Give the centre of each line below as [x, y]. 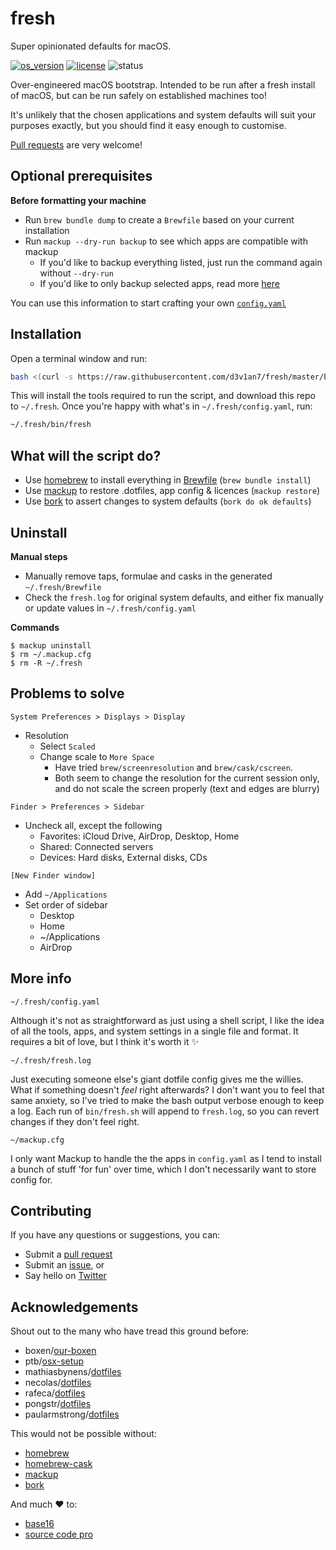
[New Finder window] [53, 875]
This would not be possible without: [83, 1434]
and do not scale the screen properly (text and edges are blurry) [187, 788]
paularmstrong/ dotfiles [72, 1414]
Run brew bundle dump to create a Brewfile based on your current [159, 219]
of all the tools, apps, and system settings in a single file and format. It [154, 1031]
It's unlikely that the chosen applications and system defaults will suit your [163, 114]
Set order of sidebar [66, 904]
